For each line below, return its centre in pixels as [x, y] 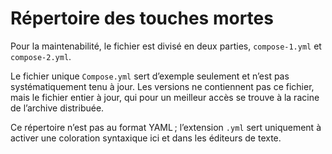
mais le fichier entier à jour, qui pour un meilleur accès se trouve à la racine [165, 97]
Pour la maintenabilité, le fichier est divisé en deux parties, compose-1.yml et [166, 46]
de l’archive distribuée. [57, 108]
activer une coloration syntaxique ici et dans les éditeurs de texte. [146, 138]
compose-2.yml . [41, 56]
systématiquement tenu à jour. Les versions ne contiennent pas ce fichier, [162, 86]
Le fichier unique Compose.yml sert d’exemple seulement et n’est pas [150, 76]
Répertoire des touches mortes [142, 18]
